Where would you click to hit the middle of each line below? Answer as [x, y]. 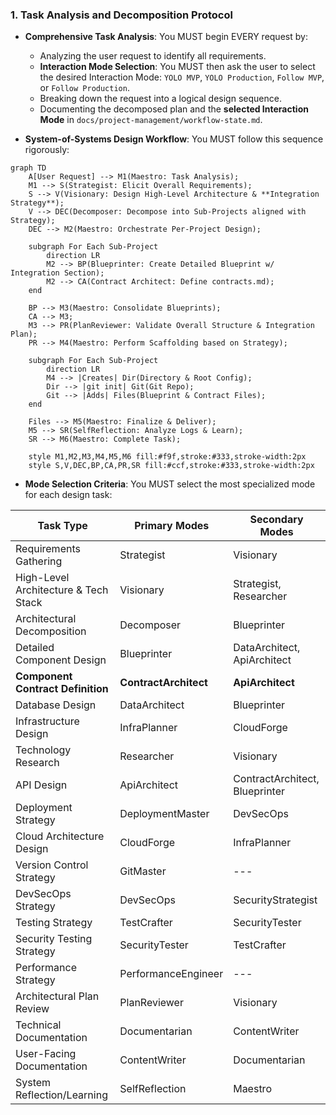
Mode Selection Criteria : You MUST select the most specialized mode [170, 484]
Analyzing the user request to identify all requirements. [153, 56]
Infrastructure [47, 721]
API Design [41, 785]
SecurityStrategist [275, 900]
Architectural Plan [57, 996]
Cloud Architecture [60, 836]
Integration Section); [57, 273]
